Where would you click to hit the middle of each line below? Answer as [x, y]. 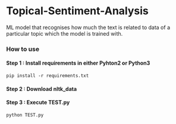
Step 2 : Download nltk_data [42, 89]
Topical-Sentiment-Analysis [77, 11]
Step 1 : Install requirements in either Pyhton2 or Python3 [78, 63]
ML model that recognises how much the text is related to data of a [88, 27]
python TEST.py [25, 115]
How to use [23, 49]
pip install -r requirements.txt [48, 76]
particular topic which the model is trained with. [65, 33]
